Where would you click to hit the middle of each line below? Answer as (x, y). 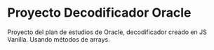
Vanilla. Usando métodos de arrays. (59, 39)
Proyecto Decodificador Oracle (99, 13)
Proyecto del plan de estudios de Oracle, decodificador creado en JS (107, 32)
